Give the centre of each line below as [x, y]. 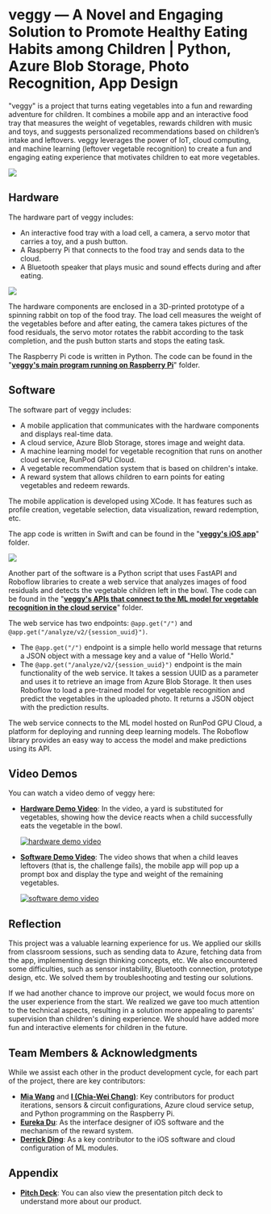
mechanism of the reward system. [77, 1131]
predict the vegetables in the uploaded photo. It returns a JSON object [137, 699]
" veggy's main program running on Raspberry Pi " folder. [104, 365]
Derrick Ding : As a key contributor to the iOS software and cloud [127, 1139]
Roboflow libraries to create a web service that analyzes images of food [128, 582]
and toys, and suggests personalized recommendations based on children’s [134, 131]
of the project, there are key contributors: [77, 1081]
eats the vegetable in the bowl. [71, 826]
